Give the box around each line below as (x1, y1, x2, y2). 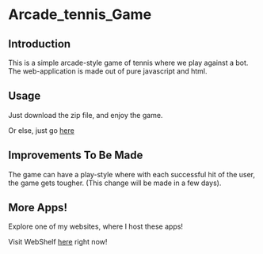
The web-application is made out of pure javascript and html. (8, 66, 208, 76)
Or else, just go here (8, 125, 75, 135)
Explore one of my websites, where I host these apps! (8, 222, 184, 231)
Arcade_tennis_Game (8, 6, 152, 24)
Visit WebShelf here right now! (8, 237, 108, 247)
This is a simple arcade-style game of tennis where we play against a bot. (8, 58, 249, 67)
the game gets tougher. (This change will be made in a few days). (8, 178, 222, 188)
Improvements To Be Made (8, 149, 143, 162)
